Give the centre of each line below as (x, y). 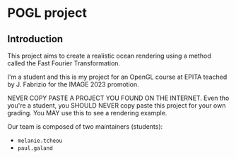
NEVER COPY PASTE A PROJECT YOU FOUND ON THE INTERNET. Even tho (118, 98)
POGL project (47, 13)
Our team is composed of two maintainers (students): (85, 127)
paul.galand (35, 148)
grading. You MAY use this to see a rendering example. (87, 113)
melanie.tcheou (40, 141)
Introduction (35, 39)
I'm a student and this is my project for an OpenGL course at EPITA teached (117, 77)
